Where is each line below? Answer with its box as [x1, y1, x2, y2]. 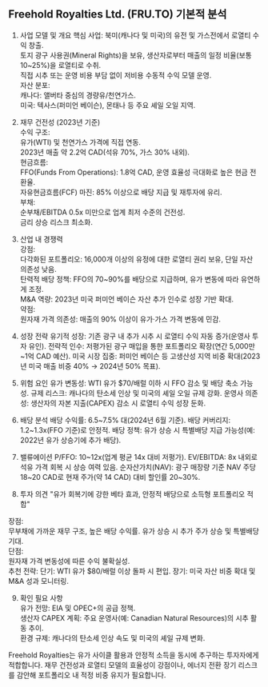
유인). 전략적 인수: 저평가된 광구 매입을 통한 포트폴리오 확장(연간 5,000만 [28, 341, 256, 350]
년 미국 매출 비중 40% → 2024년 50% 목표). [19, 361, 161, 370]
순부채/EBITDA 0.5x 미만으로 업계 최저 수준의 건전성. [19, 207, 186, 217]
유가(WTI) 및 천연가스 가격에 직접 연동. [19, 137, 142, 146]
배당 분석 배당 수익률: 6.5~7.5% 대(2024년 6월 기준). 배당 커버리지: [19, 415, 230, 425]
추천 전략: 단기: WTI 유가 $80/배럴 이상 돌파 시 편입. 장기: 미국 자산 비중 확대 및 [8, 566, 256, 576]
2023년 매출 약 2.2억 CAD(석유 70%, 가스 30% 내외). [19, 147, 190, 157]
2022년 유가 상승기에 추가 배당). [19, 435, 122, 445]
